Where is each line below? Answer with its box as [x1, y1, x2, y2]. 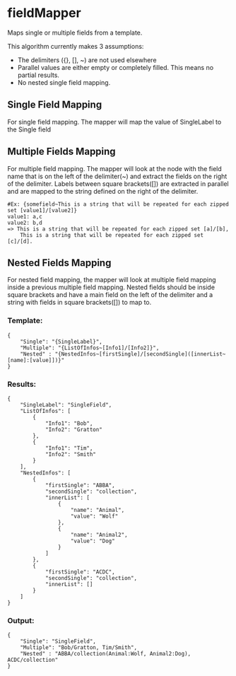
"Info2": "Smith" [45, 450, 97, 458]
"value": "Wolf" [70, 513, 119, 520]
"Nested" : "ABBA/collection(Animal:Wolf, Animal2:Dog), [20, 651, 191, 658]
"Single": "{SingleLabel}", [20, 338, 102, 345]
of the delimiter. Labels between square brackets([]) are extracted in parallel [7, 179, 229, 188]
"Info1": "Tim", [45, 444, 93, 452]
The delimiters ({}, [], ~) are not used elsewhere [17, 55, 157, 64]
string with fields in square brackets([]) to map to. [7, 298, 152, 307]
